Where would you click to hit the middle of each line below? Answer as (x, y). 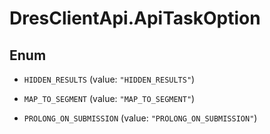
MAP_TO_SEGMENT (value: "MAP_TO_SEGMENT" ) (109, 98)
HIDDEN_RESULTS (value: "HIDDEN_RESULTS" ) (109, 79)
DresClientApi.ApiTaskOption (135, 18)
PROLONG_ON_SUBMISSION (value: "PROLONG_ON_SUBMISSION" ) (140, 118)
